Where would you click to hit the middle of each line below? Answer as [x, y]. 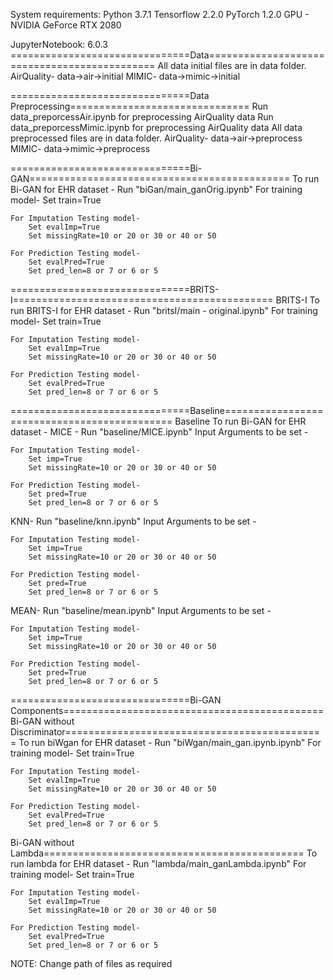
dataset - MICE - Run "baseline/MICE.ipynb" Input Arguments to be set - [159, 432]
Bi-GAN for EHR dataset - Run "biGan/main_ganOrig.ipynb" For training [156, 189]
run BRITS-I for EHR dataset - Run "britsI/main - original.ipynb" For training [164, 310]
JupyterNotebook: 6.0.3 [59, 44]
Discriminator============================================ [165, 732]
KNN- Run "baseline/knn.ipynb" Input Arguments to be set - [133, 521]
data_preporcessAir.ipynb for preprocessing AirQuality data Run [142, 117]
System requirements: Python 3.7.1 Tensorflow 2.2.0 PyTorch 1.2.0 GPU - [160, 14]
